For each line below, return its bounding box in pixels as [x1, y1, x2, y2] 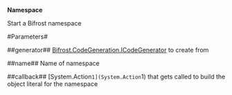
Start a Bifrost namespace [7, 19, 82, 27]
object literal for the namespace [7, 80, 98, 88]
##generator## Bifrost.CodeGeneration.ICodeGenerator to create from [7, 46, 209, 54]
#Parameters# [7, 32, 48, 41]
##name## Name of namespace [7, 59, 100, 67]
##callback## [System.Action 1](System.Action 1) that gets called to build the [7, 72, 226, 81]
